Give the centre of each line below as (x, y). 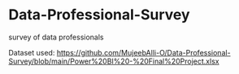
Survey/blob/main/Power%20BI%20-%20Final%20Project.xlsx (114, 61)
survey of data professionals (56, 37)
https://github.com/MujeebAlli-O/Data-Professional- (143, 52)
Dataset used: (32, 52)
